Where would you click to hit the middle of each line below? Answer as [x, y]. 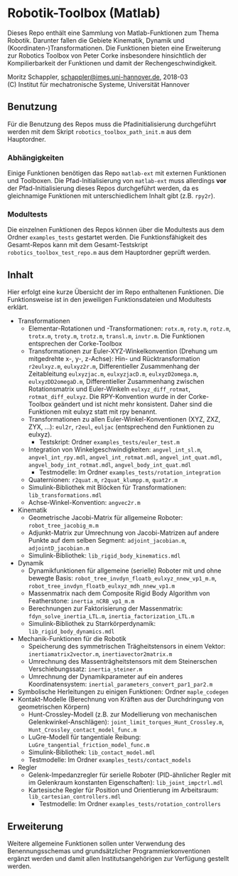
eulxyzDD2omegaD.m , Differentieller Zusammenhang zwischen [116, 382]
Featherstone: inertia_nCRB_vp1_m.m [81, 601]
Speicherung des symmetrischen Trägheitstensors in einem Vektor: [127, 647]
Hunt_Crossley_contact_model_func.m [82, 730]
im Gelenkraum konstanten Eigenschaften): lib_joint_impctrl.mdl [126, 783]
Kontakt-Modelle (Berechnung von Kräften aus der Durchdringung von [121, 699]
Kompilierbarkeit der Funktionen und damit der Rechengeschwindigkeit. [112, 63]
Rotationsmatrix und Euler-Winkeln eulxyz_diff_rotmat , [109, 389]
